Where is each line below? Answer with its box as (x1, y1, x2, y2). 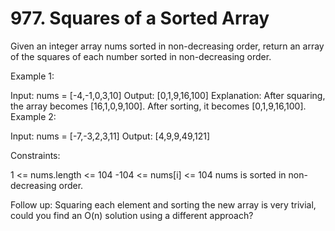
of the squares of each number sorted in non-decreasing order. (10, 50, 272, 62)
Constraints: (10, 149, 61, 161)
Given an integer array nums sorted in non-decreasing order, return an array (10, 40, 325, 52)
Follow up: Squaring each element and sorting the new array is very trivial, (10, 198, 317, 211)
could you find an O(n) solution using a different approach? (10, 209, 254, 221)
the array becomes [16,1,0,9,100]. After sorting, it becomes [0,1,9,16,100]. (10, 100, 307, 112)
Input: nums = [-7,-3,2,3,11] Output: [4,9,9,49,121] (10, 130, 211, 142)
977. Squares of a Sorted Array (10, 7, 270, 30)
